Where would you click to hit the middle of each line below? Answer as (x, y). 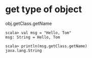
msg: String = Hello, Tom (33, 37)
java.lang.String (24, 50)
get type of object (44, 9)
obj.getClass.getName (29, 23)
